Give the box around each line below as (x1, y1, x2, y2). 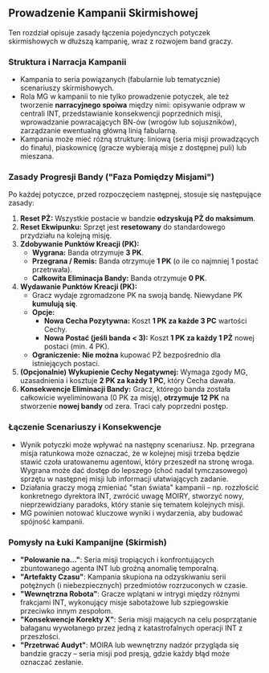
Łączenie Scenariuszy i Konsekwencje (8, 422, 162, 433)
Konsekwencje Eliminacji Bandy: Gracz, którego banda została (19, 385, 231, 394)
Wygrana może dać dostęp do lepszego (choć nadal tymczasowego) (19, 465, 248, 475)
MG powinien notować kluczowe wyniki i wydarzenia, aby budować (19, 508, 243, 517)
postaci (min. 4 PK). (43, 341, 110, 352)
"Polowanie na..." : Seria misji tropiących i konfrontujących (19, 555, 214, 565)
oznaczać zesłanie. (19, 658, 84, 667)
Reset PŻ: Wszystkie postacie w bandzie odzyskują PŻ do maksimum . (19, 214, 255, 223)
